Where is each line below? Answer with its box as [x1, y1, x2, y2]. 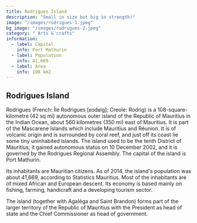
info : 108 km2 [16, 69, 51, 75]
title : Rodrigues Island [6, 8, 67, 15]
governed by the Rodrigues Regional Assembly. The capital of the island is [6, 150, 186, 157]
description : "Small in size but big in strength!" [6, 14, 135, 20]
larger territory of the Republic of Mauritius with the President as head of [6, 204, 182, 211]
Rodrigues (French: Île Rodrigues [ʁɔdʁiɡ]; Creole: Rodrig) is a [6, 106, 156, 114]
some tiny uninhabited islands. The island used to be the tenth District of [6, 138, 182, 145]
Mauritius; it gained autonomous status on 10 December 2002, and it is [6, 144, 178, 151]
